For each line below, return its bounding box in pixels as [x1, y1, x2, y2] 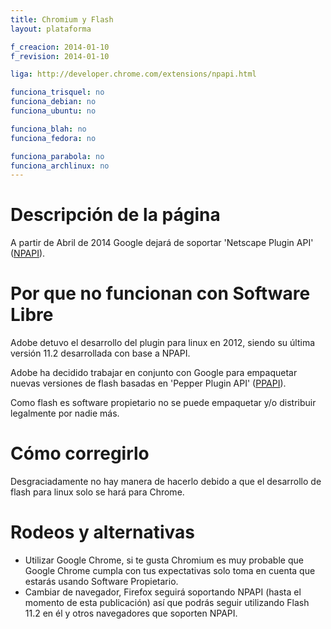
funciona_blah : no [10, 124, 87, 134]
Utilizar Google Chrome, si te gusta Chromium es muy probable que [24, 554, 304, 566]
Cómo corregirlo [10, 442, 150, 465]
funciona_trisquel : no [10, 87, 105, 98]
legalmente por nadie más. [10, 407, 120, 420]
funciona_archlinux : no [10, 161, 110, 171]
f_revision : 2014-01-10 [10, 51, 110, 61]
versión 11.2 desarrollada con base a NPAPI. [10, 347, 191, 360]
